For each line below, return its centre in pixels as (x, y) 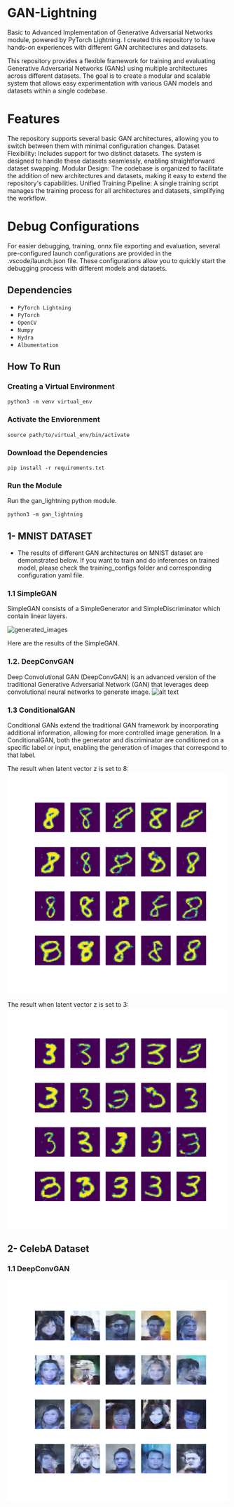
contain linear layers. (37, 616)
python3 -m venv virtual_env (50, 402)
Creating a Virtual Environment (61, 386)
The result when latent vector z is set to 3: (68, 1004)
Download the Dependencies (57, 453)
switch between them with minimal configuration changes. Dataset (103, 146)
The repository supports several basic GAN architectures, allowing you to (113, 138)
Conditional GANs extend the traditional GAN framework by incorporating (113, 725)
